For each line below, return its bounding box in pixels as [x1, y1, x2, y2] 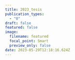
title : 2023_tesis [5, 7, 42, 12]
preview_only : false [9, 43, 51, 48]
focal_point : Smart [9, 39, 49, 44]
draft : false [5, 20, 31, 26]
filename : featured [9, 34, 49, 39]
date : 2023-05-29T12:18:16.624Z [5, 47, 70, 52]
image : [5, 30, 18, 34]
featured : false [5, 25, 38, 30]
